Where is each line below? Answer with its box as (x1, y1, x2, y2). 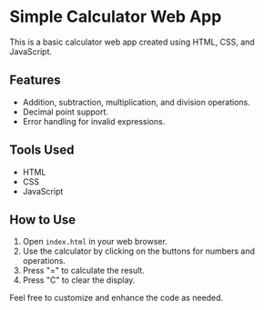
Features (9, 73, 61, 88)
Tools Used (9, 143, 75, 158)
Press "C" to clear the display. (22, 275, 136, 285)
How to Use (9, 212, 76, 227)
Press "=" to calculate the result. (22, 265, 146, 276)
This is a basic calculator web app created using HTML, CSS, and (9, 36, 255, 47)
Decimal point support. (22, 106, 109, 117)
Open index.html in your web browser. (22, 236, 168, 247)
